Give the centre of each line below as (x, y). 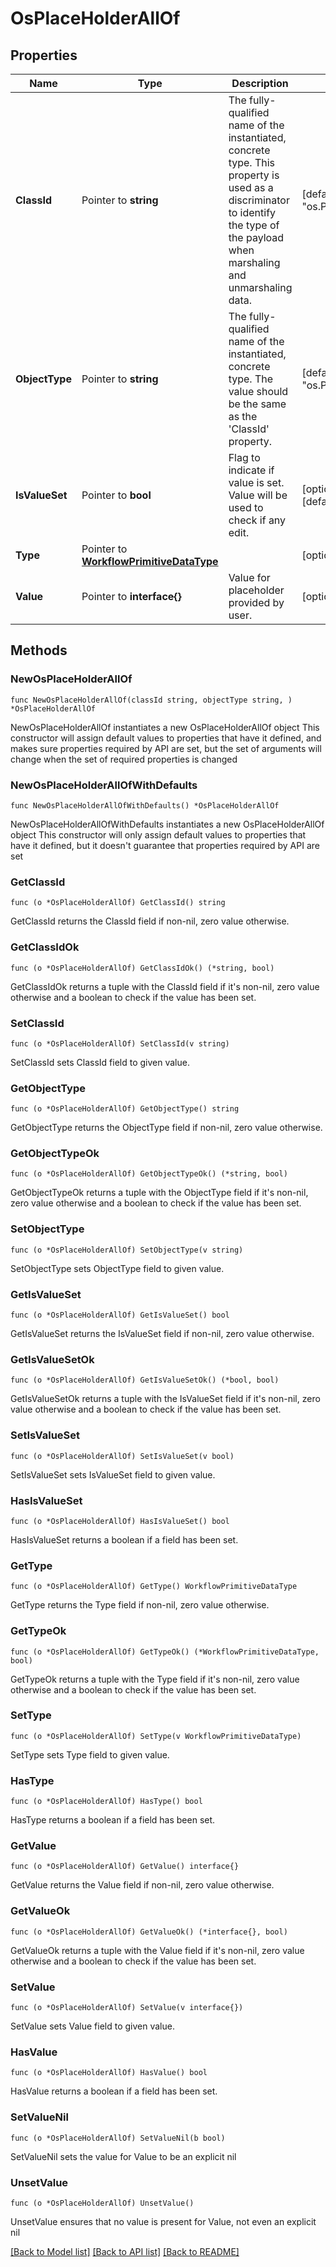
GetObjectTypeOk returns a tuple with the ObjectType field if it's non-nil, (159, 1193)
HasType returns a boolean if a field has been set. (113, 1820)
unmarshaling (260, 287)
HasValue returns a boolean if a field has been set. (114, 2091)
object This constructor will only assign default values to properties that (158, 834)
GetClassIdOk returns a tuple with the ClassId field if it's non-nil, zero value (165, 986)
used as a (251, 187)
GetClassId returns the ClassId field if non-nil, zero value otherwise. (150, 921)
